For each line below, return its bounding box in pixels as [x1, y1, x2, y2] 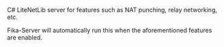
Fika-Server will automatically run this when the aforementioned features [7, 27, 212, 34]
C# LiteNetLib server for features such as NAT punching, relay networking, [7, 6, 217, 14]
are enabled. [7, 33, 43, 42]
